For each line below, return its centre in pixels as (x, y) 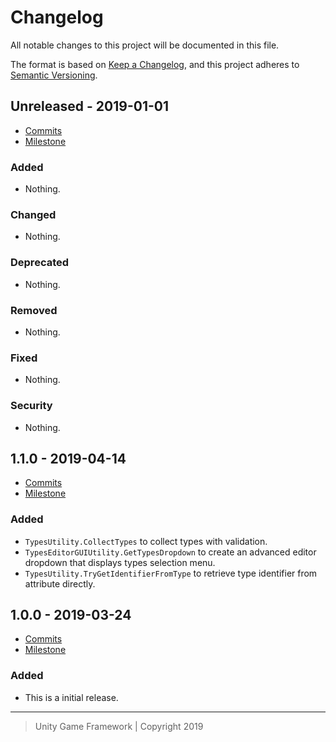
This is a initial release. (71, 697)
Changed (33, 214)
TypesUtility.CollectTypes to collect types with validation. (146, 541)
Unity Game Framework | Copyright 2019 (119, 726)
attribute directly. (60, 583)
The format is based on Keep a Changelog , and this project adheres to (155, 64)
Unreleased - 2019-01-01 (90, 106)
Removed (34, 310)
